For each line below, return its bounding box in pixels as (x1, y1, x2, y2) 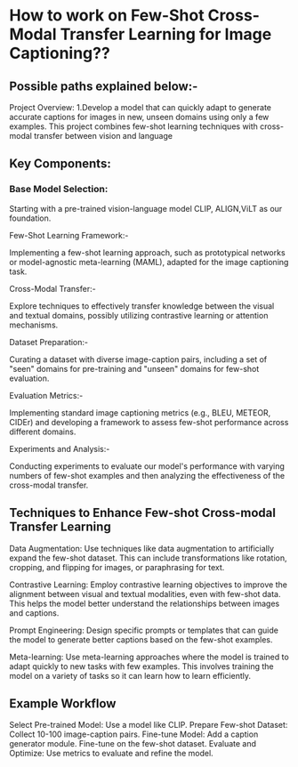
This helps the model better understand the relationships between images (9, 598, 280, 609)
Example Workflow (9, 696, 117, 711)
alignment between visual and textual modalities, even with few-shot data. (9, 588, 281, 599)
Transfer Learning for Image (60, 24, 272, 44)
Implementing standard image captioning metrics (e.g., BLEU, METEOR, (9, 407, 271, 418)
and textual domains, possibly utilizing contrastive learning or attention (9, 310, 269, 320)
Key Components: (9, 157, 111, 172)
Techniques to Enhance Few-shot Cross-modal (9, 505, 276, 521)
